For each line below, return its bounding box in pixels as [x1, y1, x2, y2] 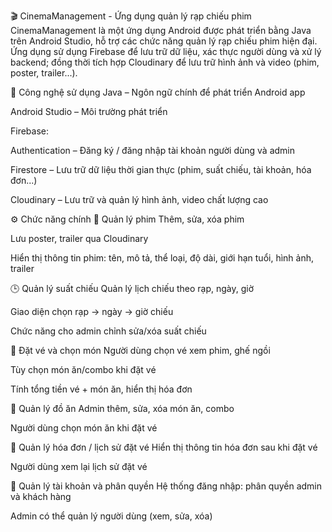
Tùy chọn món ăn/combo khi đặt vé [10, 364, 157, 375]
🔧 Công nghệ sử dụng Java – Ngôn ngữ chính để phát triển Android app [10, 86, 306, 98]
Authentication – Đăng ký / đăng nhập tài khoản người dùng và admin [10, 145, 296, 156]
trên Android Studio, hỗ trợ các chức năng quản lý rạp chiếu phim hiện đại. [10, 35, 318, 47]
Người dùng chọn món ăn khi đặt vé [10, 422, 158, 434]
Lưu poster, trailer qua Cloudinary [10, 233, 149, 244]
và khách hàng [10, 491, 72, 502]
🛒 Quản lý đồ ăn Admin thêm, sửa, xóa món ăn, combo [10, 403, 235, 414]
